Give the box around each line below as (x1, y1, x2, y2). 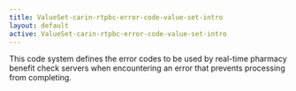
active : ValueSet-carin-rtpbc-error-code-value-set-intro (9, 29, 227, 38)
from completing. (9, 72, 72, 83)
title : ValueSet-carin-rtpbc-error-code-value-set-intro (9, 12, 224, 22)
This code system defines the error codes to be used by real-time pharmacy (9, 54, 287, 64)
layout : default (9, 21, 69, 30)
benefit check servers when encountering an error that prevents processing (9, 63, 285, 73)
